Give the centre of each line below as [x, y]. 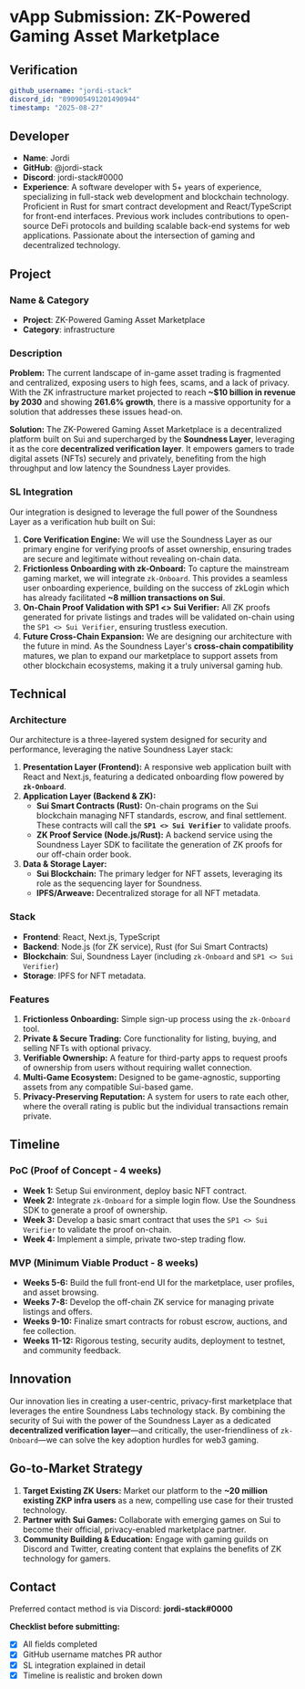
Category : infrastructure [69, 329]
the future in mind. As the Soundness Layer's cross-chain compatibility [158, 646]
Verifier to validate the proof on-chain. [97, 1229]
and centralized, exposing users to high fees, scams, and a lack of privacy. [149, 383]
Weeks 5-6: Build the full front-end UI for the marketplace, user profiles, [158, 1282]
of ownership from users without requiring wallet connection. [137, 1068]
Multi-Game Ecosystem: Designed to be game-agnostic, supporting [151, 1077]
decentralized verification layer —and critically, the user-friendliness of [144, 1430]
